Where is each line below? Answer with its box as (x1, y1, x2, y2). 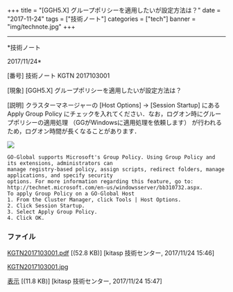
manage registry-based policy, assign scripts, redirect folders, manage (7, 166, 225, 173)
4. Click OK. (7, 214, 45, 221)
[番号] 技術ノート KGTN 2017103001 (7, 71, 110, 80)
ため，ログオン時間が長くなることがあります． (7, 127, 141, 135)
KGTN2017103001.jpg (7, 263, 69, 271)
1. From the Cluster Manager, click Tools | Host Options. (7, 196, 182, 203)
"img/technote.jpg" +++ (7, 23, 76, 31)
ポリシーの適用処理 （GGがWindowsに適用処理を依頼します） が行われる (12, 119, 223, 126)
